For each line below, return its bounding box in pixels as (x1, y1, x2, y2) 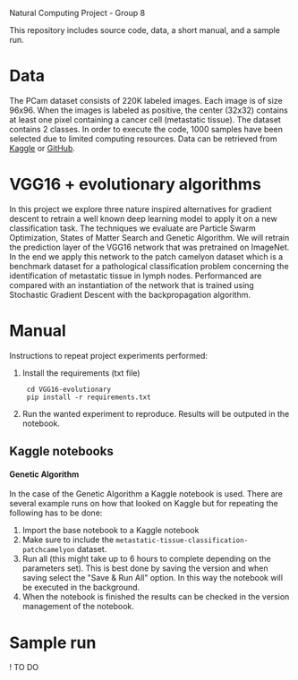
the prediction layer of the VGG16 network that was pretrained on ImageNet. (9, 242, 290, 252)
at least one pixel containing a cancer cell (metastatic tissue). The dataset (9, 114, 282, 124)
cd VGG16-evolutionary (26, 385, 112, 394)
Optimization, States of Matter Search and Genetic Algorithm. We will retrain (9, 232, 290, 242)
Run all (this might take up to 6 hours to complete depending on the (21, 554, 271, 565)
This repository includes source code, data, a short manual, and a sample (9, 25, 280, 35)
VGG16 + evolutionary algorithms (9, 174, 261, 195)
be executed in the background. (21, 582, 140, 593)
